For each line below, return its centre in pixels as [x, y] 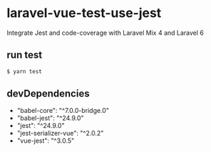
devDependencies [48, 94]
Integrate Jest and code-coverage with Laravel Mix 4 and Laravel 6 [105, 33]
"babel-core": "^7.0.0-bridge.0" [63, 111]
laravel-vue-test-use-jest [84, 13]
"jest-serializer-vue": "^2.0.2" [60, 134]
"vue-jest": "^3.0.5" [46, 141]
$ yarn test [24, 71]
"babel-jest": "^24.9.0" [50, 118]
